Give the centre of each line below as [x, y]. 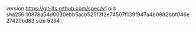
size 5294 [48, 21]
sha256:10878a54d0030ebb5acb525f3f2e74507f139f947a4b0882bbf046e [98, 14]
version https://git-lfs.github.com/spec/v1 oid [61, 8]
